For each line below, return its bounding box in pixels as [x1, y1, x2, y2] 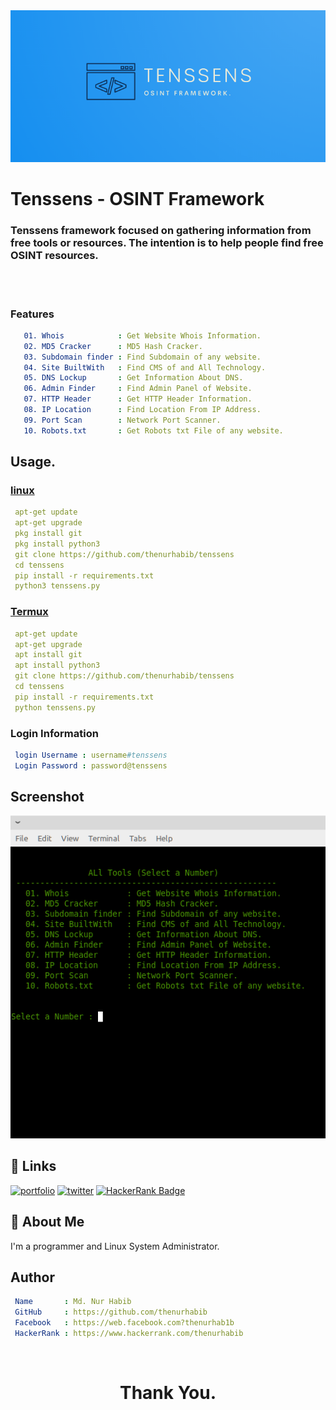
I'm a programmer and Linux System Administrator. [10, 1240, 220, 1252]
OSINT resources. [10, 249, 99, 263]
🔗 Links [10, 1158, 57, 1175]
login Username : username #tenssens [14, 750, 168, 760]
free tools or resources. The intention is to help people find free [10, 236, 324, 250]
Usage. [10, 454, 57, 471]
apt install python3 [14, 660, 101, 671]
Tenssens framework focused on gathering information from [10, 224, 312, 238]
